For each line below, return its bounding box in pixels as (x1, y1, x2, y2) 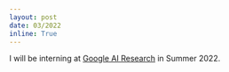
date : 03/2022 (9, 21, 62, 30)
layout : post (9, 12, 58, 22)
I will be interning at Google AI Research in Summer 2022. (9, 54, 221, 64)
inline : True (9, 29, 58, 38)
